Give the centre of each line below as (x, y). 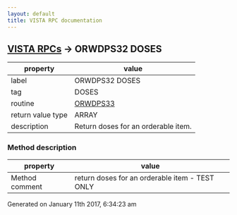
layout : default (31, 14)
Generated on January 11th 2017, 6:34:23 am (72, 204)
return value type (39, 115)
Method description (42, 147)
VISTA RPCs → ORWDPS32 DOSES (85, 49)
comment (26, 186)
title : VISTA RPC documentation (55, 20)
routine (23, 104)
